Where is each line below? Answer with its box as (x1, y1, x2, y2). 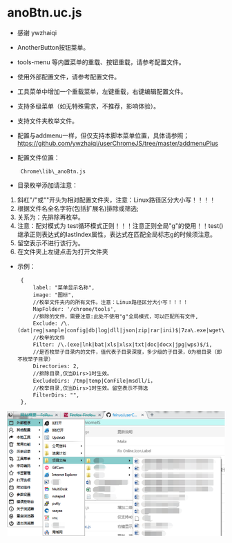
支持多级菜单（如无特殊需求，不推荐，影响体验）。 (17, 102, 160, 110)
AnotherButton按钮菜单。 (17, 43, 90, 51)
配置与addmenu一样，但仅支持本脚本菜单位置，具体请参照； (17, 131, 190, 140)
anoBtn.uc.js (7, 5, 82, 21)
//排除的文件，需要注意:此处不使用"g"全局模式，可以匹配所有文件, (32, 313, 199, 320)
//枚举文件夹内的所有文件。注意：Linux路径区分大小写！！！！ (32, 298, 188, 305)
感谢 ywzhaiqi (17, 28, 57, 37)
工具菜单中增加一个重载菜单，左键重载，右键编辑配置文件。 (17, 87, 187, 95)
